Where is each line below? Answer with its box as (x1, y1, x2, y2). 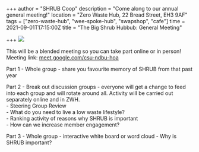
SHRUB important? (6, 139, 52, 146)
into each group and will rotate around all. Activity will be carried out (6, 90, 173, 97)
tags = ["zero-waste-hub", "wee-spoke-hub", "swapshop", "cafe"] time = (6, 18, 185, 24)
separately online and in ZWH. (6, 96, 80, 103)
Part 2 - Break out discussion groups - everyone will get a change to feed (6, 83, 186, 90)
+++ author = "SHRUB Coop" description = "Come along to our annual (6, 5, 179, 12)
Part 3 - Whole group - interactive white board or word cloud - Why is (6, 133, 177, 140)
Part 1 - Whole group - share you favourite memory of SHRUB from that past (6, 65, 193, 72)
